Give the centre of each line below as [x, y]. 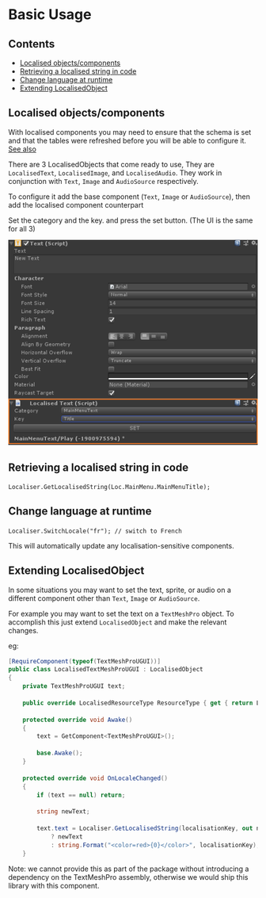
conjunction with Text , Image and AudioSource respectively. [104, 181]
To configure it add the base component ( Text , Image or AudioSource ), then [129, 197]
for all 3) [22, 228]
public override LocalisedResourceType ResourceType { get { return [138, 703]
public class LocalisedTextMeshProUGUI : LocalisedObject [106, 670]
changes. [23, 630]
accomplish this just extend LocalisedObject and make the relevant [118, 622]
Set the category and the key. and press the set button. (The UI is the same [131, 220]
